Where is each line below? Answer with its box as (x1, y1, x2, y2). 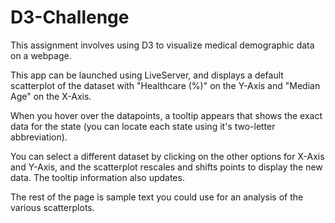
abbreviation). (10, 131, 68, 143)
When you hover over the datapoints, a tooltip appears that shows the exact (10, 109, 323, 121)
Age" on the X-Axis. (10, 90, 92, 102)
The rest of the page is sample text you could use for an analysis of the (10, 191, 304, 203)
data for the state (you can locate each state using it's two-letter (10, 120, 276, 132)
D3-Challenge (10, 6, 130, 29)
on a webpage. (10, 49, 72, 61)
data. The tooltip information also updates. (10, 171, 185, 183)
